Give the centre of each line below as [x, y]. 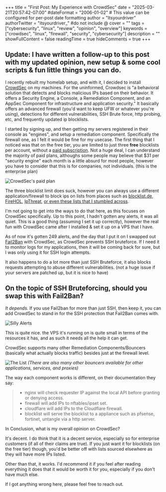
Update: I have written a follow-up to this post [78, 55]
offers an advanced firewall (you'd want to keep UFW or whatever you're [80, 109]
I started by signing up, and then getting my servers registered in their [77, 129]
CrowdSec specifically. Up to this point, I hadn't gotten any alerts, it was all [82, 216]
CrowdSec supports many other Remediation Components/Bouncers [75, 347]
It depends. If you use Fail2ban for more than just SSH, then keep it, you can [83, 308]
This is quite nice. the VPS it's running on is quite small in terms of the [77, 332]
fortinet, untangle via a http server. [60, 419]
